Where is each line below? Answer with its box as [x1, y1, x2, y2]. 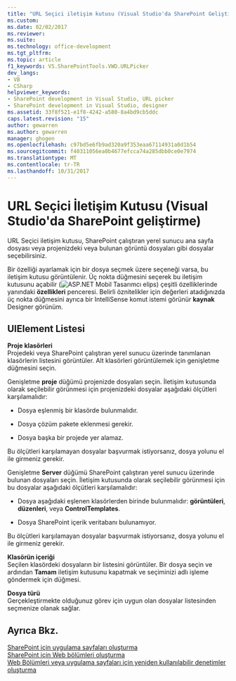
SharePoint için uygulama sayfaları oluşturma [7, 643, 138, 652]
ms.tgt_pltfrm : [7, 50, 52, 57]
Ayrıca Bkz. [7, 625, 59, 637]
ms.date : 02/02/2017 [7, 23, 68, 30]
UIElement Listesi [7, 322, 86, 335]
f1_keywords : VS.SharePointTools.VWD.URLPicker [7, 63, 150, 70]
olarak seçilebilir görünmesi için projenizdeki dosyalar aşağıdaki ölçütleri [7, 385, 217, 393]
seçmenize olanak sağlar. [7, 604, 81, 613]
